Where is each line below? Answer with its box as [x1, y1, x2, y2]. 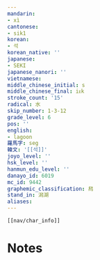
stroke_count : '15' [7, 95, 64, 102]
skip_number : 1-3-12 [7, 107, 67, 114]
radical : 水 [7, 101, 41, 108]
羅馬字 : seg [7, 140, 39, 147]
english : [7, 127, 33, 134]
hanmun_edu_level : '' [7, 165, 70, 173]
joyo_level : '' [7, 153, 51, 160]
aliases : [7, 198, 33, 206]
